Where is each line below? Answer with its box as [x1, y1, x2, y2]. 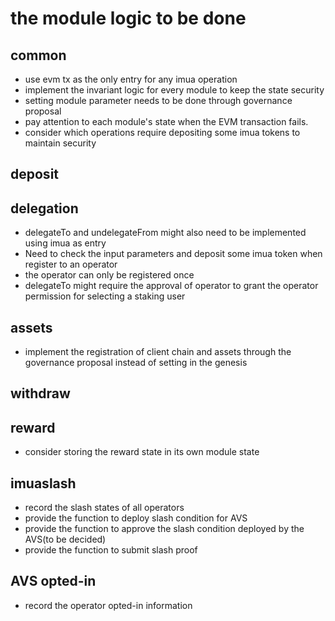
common [10, 47, 67, 64]
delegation [10, 200, 79, 217]
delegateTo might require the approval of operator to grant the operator [24, 280, 319, 292]
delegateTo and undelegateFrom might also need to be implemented [24, 227, 307, 239]
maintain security [24, 137, 97, 149]
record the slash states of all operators [24, 502, 185, 514]
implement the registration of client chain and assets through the [24, 346, 292, 358]
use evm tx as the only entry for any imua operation [24, 73, 238, 85]
